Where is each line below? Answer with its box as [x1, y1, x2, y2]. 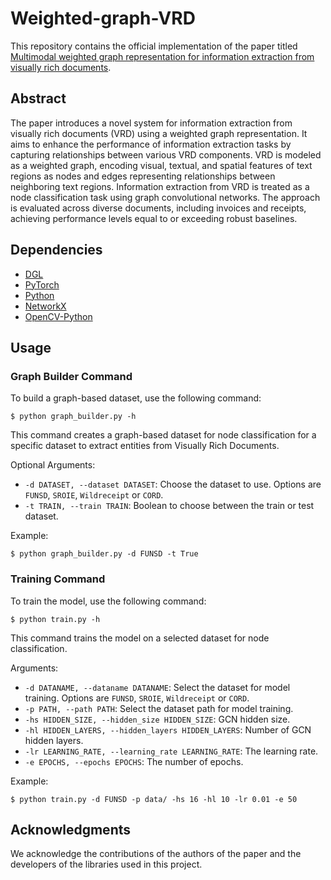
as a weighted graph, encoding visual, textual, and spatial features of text [10, 159, 313, 171]
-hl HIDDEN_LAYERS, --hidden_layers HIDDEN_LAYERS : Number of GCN [24, 723, 312, 736]
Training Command [10, 572, 106, 586]
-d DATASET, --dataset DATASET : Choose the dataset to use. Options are [24, 478, 322, 491]
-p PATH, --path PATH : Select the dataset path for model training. [24, 702, 294, 714]
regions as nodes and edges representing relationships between [10, 170, 276, 182]
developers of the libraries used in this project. [10, 858, 203, 871]
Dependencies [10, 242, 103, 259]
